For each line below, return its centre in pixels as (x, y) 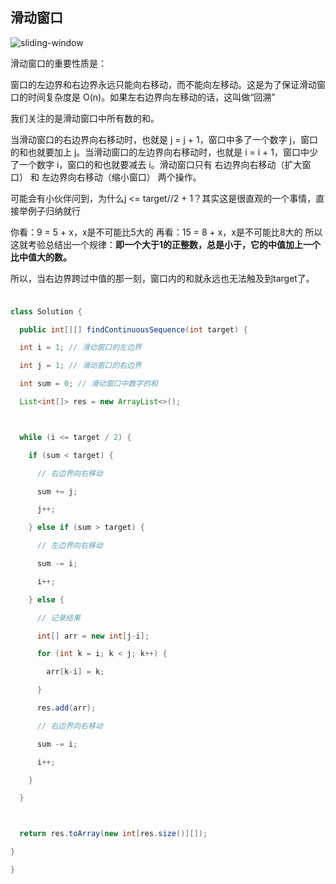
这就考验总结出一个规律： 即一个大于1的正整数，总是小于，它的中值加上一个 (166, 244)
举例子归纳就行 (49, 210)
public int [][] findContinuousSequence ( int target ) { (133, 329)
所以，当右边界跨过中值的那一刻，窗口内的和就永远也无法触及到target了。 (162, 278)
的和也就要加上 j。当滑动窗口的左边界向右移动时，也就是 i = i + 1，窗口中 (160, 152)
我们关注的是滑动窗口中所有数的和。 (85, 118)
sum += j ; (57, 491)
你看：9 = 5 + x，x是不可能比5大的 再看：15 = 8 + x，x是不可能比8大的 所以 (166, 232)
